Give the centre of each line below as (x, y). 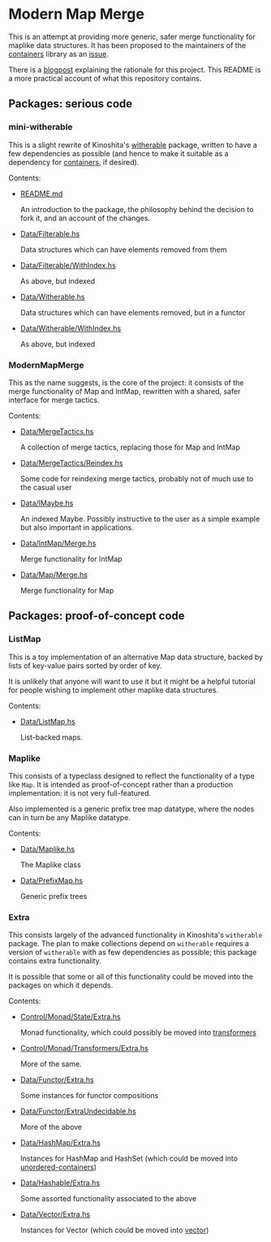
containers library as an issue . (59, 54)
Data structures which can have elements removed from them (123, 250)
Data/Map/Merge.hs (54, 575)
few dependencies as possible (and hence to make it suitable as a (118, 153)
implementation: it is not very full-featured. (80, 793)
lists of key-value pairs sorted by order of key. (85, 665)
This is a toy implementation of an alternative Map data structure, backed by (136, 657)
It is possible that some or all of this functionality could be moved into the (131, 977)
